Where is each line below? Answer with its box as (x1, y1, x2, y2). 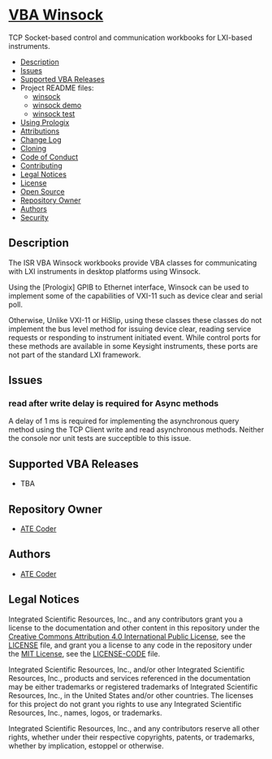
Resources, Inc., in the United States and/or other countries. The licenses (8, 690, 254, 700)
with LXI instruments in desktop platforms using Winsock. (8, 266, 201, 276)
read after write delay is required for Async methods (8, 398, 219, 409)
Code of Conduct (19, 152, 79, 162)
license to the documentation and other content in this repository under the (8, 622, 260, 632)
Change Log (19, 134, 63, 144)
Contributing (19, 160, 63, 170)
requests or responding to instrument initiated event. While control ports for (8, 332, 261, 342)
